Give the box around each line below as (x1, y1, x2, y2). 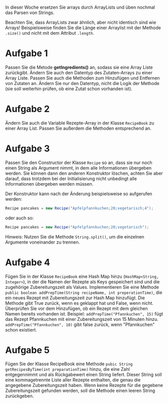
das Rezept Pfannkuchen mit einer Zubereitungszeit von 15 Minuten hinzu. (5, 316, 159, 322)
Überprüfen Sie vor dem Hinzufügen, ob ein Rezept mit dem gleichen (5, 305, 148, 311)
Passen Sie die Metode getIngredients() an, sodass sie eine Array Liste (5, 64, 153, 70)
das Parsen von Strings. (5, 10, 55, 16)
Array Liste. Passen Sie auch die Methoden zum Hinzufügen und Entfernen (5, 75, 160, 81)
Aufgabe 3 (5, 143, 50, 154)
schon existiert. (5, 327, 37, 333)
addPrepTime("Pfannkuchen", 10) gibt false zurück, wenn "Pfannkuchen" (5, 321, 155, 328)
